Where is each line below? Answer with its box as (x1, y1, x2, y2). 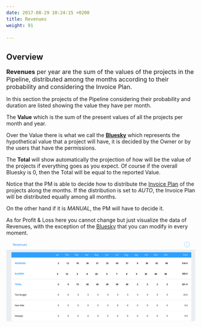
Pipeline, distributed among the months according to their (6, 75, 169, 84)
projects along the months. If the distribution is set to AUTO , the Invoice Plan (6, 187, 196, 194)
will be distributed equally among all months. (6, 193, 117, 201)
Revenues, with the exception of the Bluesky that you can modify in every (6, 223, 188, 230)
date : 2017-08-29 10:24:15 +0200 (6, 10, 90, 16)
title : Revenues (6, 16, 47, 22)
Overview (6, 52, 44, 62)
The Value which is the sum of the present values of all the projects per (6, 114, 183, 121)
